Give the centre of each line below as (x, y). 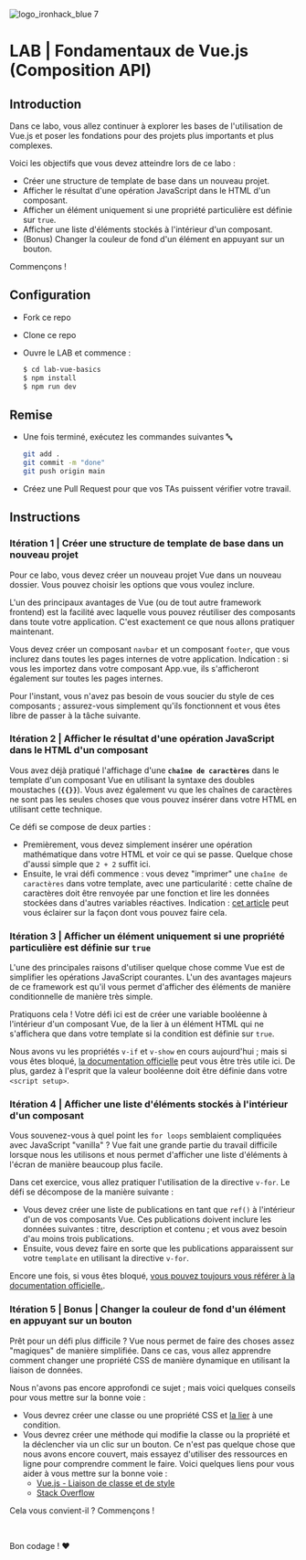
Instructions (45, 518)
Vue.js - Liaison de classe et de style (106, 1483)
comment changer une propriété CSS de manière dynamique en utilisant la (150, 1360)
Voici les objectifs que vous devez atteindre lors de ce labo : (122, 163)
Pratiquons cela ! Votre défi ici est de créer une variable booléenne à (138, 1014)
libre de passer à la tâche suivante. (75, 715)
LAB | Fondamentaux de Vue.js (129, 51)
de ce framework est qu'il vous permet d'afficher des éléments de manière (150, 987)
